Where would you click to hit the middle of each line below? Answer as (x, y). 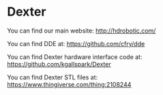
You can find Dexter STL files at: (53, 77)
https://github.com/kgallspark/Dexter (59, 64)
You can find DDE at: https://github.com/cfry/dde (76, 43)
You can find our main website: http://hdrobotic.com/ (81, 31)
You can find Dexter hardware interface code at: (75, 57)
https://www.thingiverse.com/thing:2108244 (69, 84)
